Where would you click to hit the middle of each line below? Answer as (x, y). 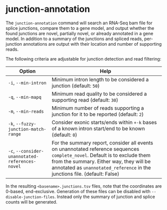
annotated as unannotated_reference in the (101, 167)
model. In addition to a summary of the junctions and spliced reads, (74, 39)
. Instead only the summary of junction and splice (105, 197)
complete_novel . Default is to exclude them (101, 155)
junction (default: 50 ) (76, 85)
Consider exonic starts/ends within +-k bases (104, 122)
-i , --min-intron (27, 82)
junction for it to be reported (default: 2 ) (98, 114)
